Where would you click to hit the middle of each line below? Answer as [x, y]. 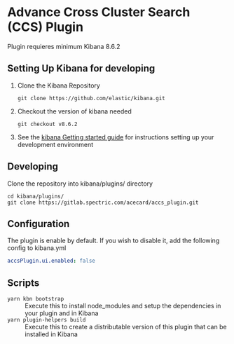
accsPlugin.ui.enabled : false [51, 261]
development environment [55, 144]
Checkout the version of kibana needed [74, 111]
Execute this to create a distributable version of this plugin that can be [126, 327]
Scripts [23, 283]
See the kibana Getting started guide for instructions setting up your [116, 137]
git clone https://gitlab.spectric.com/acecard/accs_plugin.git [103, 202]
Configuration [39, 224]
